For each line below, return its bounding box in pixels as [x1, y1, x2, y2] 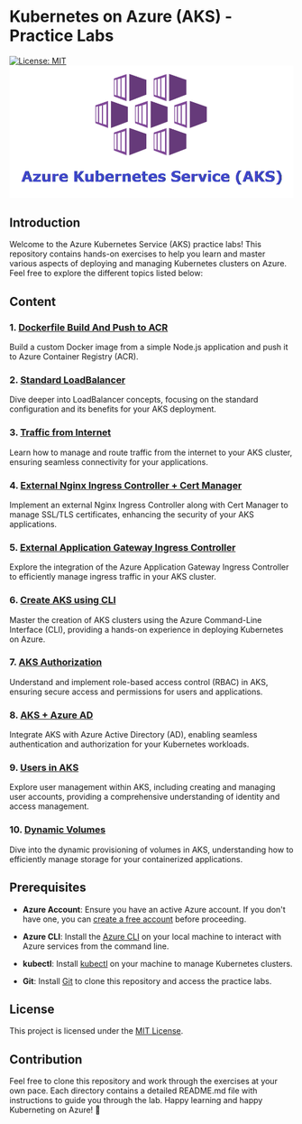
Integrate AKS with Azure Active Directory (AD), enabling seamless [9, 729, 258, 740]
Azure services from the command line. [22, 941, 169, 952]
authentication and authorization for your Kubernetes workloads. [9, 738, 250, 750]
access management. [9, 801, 90, 812]
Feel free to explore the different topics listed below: [9, 268, 204, 279]
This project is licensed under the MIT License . [9, 1026, 184, 1036]
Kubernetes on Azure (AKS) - [9, 6, 233, 27]
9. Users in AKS [9, 761, 79, 774]
